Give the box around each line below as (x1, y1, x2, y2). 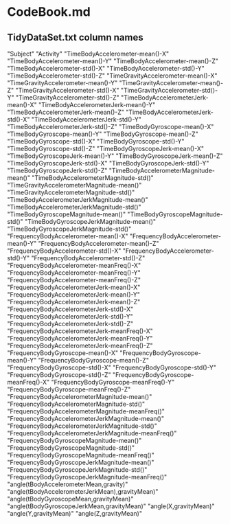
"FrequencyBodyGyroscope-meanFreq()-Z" (7, 385, 131, 394)
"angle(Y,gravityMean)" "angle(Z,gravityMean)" (7, 510, 143, 517)
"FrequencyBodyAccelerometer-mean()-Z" (38, 240, 159, 247)
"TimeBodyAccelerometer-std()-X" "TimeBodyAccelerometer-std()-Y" (7, 65, 205, 72)
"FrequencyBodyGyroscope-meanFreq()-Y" (51, 378, 175, 386)
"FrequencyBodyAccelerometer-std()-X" (7, 247, 122, 255)
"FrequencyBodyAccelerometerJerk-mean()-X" (7, 283, 141, 291)
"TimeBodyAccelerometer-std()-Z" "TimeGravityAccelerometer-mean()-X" (7, 71, 218, 80)
